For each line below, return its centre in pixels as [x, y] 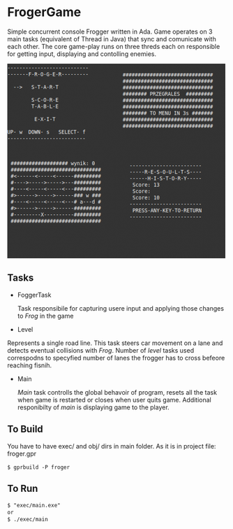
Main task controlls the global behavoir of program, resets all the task [117, 392]
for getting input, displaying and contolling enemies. [82, 54]
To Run [23, 488]
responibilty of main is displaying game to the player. [93, 407]
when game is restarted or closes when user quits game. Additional [114, 400]
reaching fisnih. [30, 365]
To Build [25, 429]
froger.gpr [22, 453]
